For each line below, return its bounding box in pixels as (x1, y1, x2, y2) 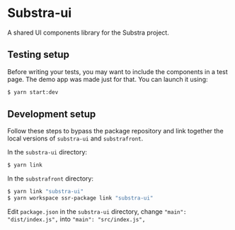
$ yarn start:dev (7, 88, 59, 96)
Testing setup (7, 49, 69, 61)
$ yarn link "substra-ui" (7, 188, 84, 195)
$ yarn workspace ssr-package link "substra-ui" (7, 195, 154, 202)
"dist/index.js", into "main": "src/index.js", (7, 215, 146, 224)
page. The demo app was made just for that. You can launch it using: (7, 75, 208, 83)
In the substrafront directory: (7, 174, 94, 183)
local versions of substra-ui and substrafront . (7, 134, 144, 143)
